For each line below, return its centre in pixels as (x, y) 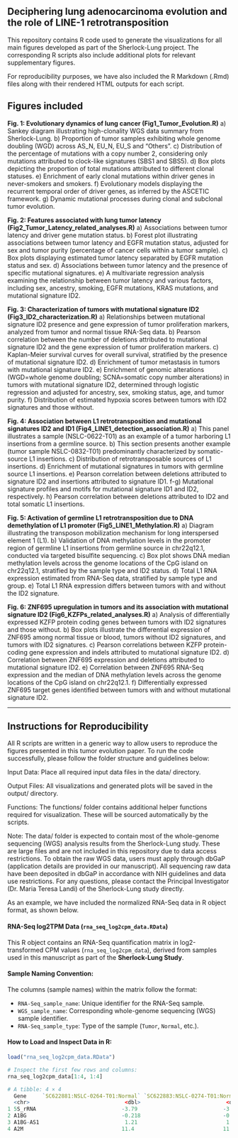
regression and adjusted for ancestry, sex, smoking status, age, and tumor (116, 392)
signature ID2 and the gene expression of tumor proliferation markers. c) (113, 346)
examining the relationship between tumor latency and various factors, (110, 280)
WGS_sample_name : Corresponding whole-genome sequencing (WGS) (117, 1010)
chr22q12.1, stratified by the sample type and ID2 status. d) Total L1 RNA (112, 570)
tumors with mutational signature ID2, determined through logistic (103, 384)
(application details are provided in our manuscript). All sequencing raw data (119, 866)
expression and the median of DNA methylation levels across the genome (114, 674)
